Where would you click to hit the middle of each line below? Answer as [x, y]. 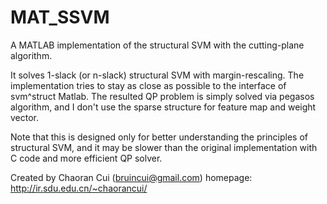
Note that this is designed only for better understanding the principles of [159, 137]
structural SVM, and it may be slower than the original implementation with [164, 147]
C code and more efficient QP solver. [86, 158]
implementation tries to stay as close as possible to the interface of [148, 85]
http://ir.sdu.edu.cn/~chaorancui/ [79, 188]
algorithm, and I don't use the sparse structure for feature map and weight [163, 107]
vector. [25, 117]
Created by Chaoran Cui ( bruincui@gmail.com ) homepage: [131, 177]
